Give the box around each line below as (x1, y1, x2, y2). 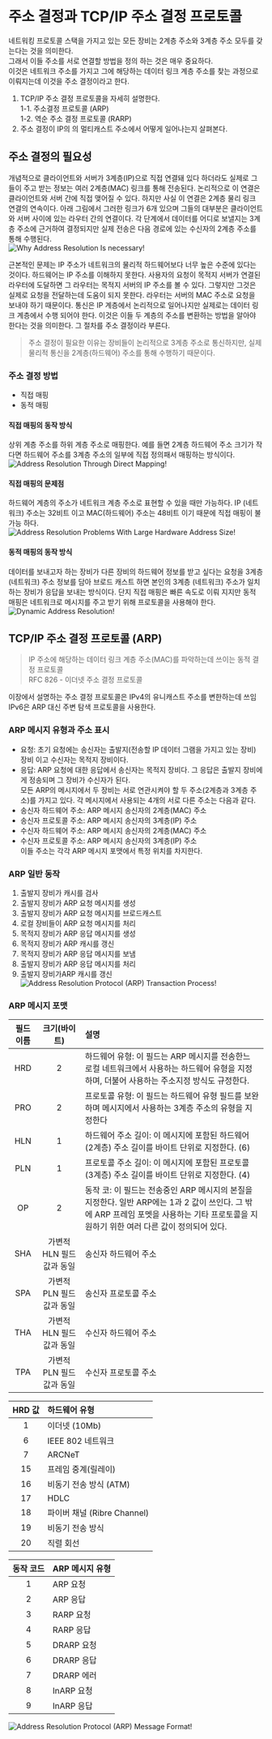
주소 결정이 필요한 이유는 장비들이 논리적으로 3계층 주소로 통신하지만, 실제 (28, 337, 262, 347)
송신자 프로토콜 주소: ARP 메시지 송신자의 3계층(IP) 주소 (19, 816, 198, 825)
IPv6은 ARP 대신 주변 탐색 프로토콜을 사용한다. (8, 702, 156, 712)
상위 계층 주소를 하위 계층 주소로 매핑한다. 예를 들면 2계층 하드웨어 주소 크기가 (8, 439, 254, 450)
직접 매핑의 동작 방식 (8, 420, 73, 430)
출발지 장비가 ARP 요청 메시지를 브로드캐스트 (19, 909, 162, 919)
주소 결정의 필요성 (8, 150, 92, 164)
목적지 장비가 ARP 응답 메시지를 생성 (19, 929, 136, 939)
